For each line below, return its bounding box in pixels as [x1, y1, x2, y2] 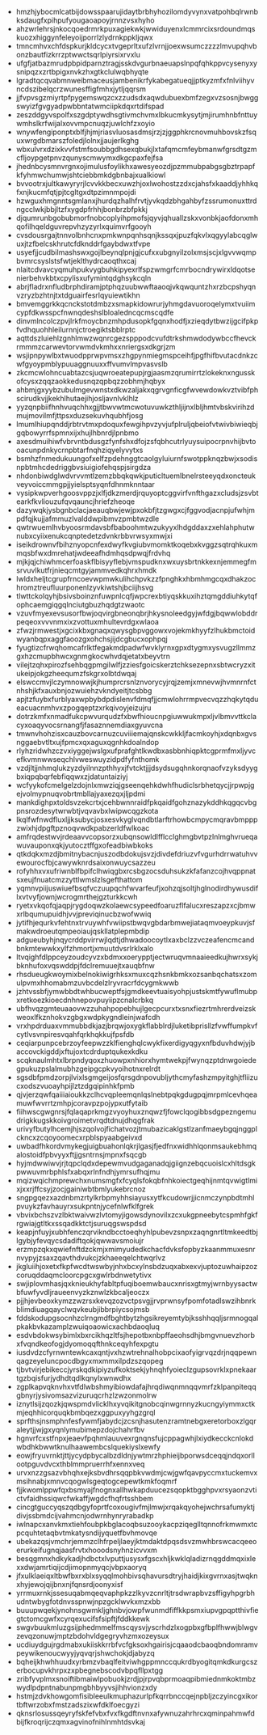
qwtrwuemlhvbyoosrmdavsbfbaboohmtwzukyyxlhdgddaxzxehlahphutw [15, 523, 256, 532]
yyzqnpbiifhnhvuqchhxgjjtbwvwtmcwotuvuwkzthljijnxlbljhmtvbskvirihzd [15, 402, 255, 412]
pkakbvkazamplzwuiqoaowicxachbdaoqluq [15, 1322, 160, 1331]
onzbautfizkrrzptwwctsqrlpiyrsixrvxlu [15, 50, 141, 59]
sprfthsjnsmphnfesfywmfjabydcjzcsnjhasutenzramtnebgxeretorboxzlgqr [15, 1416, 257, 1426]
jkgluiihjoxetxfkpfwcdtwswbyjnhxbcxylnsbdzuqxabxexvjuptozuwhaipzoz [15, 1262, 258, 1271]
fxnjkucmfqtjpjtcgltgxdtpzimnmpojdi [15, 188, 136, 197]
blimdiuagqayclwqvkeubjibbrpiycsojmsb [15, 1305, 150, 1314]
